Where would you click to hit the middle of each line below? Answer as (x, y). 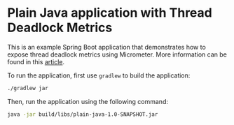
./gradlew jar (28, 88)
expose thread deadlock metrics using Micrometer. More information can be (117, 54)
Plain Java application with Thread (110, 13)
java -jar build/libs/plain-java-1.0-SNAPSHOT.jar (83, 114)
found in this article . (36, 61)
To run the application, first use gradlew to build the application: (99, 75)
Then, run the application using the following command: (88, 101)
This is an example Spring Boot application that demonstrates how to (107, 47)
